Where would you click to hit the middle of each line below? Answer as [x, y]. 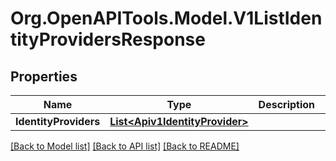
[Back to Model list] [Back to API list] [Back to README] [125, 146]
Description [287, 104]
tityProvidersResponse [108, 39]
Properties [44, 76]
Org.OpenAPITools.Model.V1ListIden [166, 18]
